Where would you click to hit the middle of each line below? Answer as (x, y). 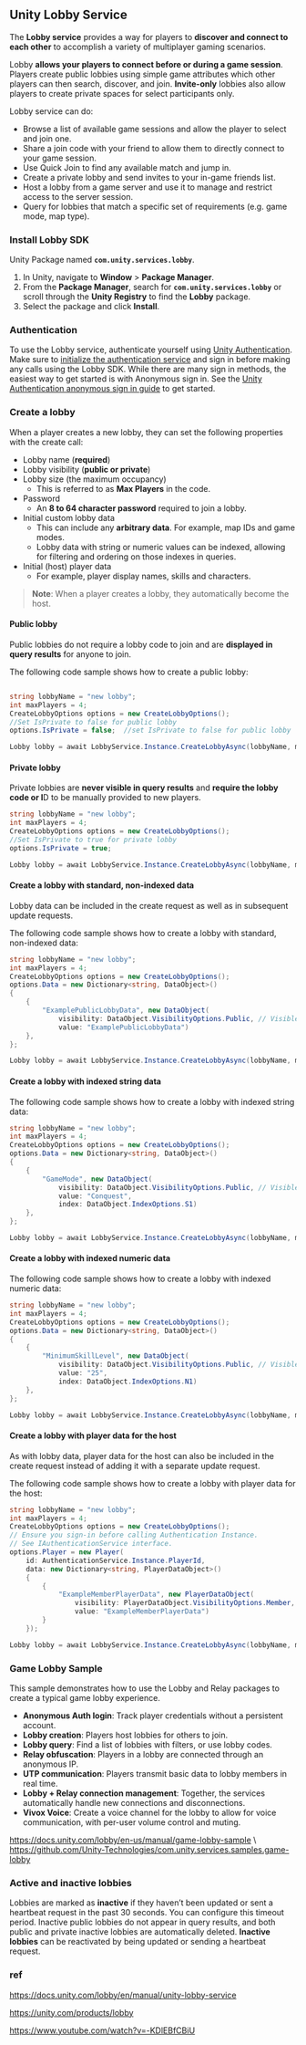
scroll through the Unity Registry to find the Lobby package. (137, 297)
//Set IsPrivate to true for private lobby (93, 840)
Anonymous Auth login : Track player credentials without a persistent (153, 1716)
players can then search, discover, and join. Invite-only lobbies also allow (148, 83)
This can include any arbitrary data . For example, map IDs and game (166, 527)
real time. (40, 1783)
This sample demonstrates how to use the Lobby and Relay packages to (145, 1688)
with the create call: (46, 442)
